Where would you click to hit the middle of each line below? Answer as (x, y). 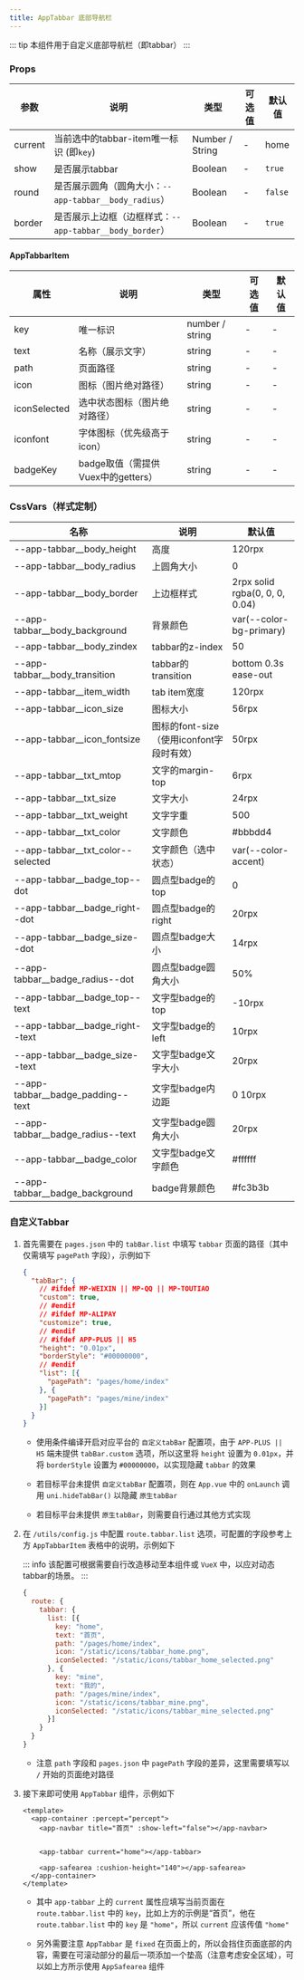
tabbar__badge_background (74, 1194)
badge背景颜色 (183, 1188)
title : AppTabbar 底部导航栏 (61, 18)
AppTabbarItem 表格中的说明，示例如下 (104, 1545)
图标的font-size (185, 726)
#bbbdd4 (252, 832)
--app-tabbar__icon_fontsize (77, 739)
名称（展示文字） (115, 351)
